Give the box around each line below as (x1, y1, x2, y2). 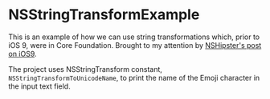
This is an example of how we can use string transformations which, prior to (8, 32, 260, 42)
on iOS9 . (8, 49, 38, 58)
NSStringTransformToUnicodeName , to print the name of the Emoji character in (8, 73, 260, 82)
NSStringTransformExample (8, 6, 200, 24)
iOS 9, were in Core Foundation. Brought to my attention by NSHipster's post (8, 40, 262, 49)
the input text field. (8, 81, 71, 91)
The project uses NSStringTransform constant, (8, 64, 163, 73)
